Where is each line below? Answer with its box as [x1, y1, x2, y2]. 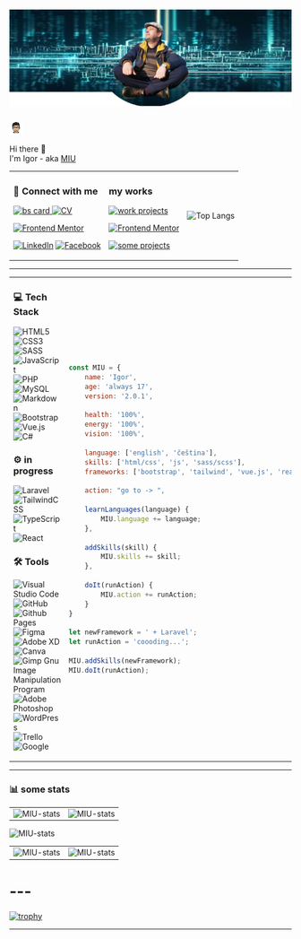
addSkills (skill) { [84, 543, 158, 552]
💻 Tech [13, 291, 47, 304]
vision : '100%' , [84, 430, 145, 439]
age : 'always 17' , [84, 382, 154, 391]
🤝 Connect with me [13, 185, 99, 197]
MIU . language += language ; [100, 514, 202, 524]
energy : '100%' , [84, 420, 145, 430]
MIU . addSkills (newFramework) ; [68, 656, 182, 665]
